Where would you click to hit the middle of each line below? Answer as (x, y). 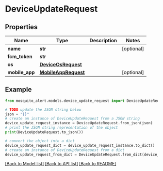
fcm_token (20, 57)
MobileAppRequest (62, 72)
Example (18, 90)
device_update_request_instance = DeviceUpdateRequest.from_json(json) (79, 123)
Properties (21, 27)
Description (103, 41)
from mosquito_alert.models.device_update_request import (65, 101)
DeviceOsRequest (61, 64)
